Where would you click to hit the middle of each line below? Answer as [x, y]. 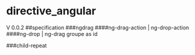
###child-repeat [27, 45]
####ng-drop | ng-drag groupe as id [52, 33]
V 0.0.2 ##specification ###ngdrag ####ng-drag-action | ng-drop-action [98, 27]
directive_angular [51, 11]
